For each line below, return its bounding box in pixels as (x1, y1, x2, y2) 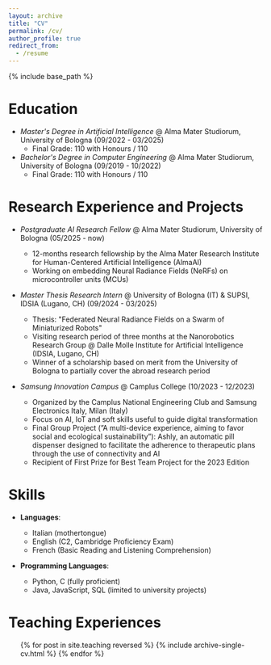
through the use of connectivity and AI (31, 448, 161, 458)
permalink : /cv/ (8, 27, 63, 35)
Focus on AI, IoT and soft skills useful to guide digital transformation (31, 414, 258, 424)
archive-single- (194, 640, 245, 650)
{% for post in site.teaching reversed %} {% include (19, 640, 193, 650)
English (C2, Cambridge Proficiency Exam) (31, 537, 174, 546)
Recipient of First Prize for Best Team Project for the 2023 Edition (31, 457, 250, 467)
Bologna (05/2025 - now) (19, 233, 105, 242)
